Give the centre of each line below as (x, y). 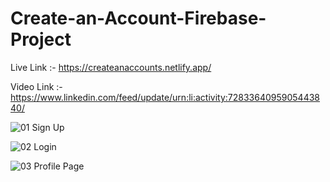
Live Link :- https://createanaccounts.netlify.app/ (111, 67)
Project (41, 39)
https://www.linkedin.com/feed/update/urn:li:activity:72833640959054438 (165, 97)
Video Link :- (36, 86)
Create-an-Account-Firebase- (138, 18)
